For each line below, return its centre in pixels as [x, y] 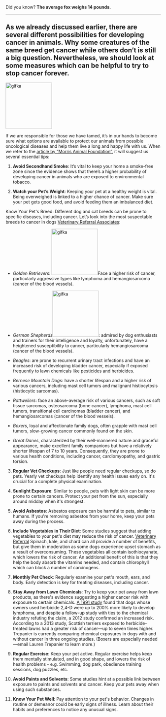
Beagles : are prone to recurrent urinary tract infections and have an [81, 360]
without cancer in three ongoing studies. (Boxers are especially [77, 639]
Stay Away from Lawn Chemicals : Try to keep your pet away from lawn [86, 592]
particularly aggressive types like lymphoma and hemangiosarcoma [81, 278]
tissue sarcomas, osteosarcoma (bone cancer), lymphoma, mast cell [82, 405]
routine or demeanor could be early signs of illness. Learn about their [83, 704]
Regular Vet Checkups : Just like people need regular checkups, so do [84, 471]
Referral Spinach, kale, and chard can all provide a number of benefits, [84, 541]
